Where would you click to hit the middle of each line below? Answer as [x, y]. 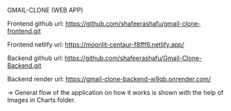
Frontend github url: [35, 23]
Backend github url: [35, 58]
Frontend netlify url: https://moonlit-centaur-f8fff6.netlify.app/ [96, 44]
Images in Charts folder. [41, 100]
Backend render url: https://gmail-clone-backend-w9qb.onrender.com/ [109, 79]
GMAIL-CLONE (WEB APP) [45, 10]
